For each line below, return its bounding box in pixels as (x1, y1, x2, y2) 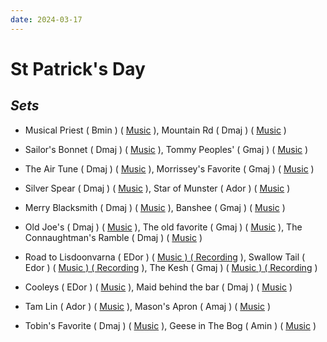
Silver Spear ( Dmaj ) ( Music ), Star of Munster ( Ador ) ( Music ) (24, 182, 291, 194)
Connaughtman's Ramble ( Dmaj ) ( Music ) (24, 231, 203, 243)
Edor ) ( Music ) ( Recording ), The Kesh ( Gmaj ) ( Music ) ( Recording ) (24, 261, 318, 273)
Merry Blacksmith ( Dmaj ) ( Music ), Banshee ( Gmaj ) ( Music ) (24, 201, 286, 213)
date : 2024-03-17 (10, 14, 83, 25)
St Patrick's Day (10, 57, 146, 80)
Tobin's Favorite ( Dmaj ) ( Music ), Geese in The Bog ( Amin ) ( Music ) (24, 319, 317, 331)
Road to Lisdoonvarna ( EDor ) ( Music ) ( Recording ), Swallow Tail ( (24, 251, 306, 263)
